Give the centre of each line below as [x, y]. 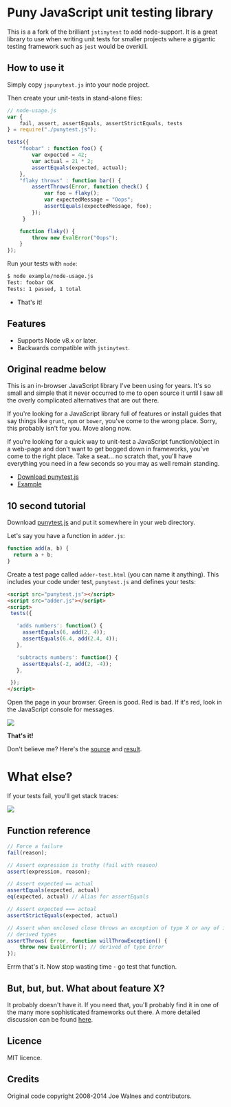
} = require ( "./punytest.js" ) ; [52, 130]
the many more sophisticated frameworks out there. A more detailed [104, 1012]
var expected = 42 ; [60, 155]
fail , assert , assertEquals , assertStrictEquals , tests [101, 123]
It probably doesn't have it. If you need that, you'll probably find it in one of [113, 1005]
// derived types [32, 934]
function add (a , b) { [38, 548]
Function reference [49, 830]
